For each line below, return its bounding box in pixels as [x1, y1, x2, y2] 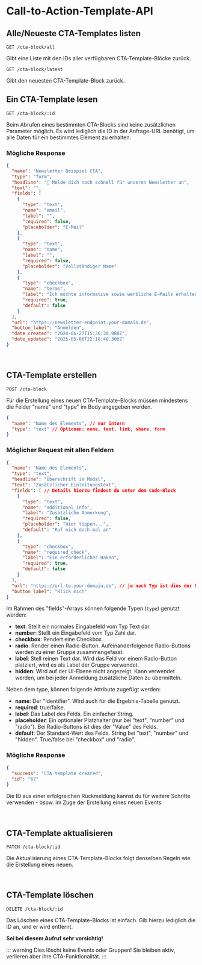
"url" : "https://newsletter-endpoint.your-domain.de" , [11, 319, 152, 325]
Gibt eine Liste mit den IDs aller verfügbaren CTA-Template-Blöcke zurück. [6, 55, 191, 61]
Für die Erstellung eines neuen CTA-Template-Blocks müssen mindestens [6, 397, 188, 404]
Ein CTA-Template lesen [6, 95, 98, 105]
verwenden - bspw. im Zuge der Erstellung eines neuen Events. [6, 799, 164, 806]
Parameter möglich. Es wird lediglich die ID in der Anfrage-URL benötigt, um [6, 127, 195, 134]
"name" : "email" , [22, 207, 66, 213]
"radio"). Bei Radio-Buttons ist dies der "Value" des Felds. [14, 723, 158, 731]
